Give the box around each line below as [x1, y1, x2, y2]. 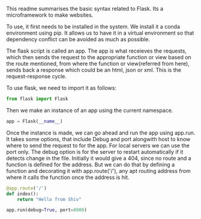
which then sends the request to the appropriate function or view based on [6, 54, 192, 60]
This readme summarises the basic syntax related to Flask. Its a [6, 5, 164, 12]
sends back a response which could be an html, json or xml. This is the [6, 66, 182, 74]
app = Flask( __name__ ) [6, 118, 63, 124]
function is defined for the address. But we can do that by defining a [6, 161, 175, 168]
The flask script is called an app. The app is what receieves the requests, [6, 47, 187, 54]
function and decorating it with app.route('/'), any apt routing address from [6, 167, 191, 174]
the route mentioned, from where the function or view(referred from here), [6, 60, 190, 67]
